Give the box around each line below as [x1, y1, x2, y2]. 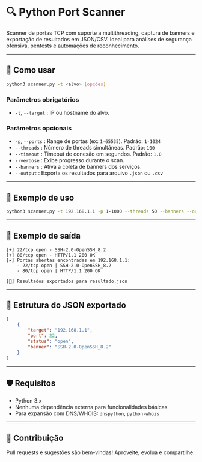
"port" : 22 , [28, 333, 58, 339]
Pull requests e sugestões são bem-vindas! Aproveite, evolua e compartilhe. [6, 449, 195, 456]
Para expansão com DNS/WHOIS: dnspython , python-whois [14, 410, 159, 417]
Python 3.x [14, 397, 42, 404]
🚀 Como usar [6, 65, 55, 76]
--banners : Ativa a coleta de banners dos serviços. [14, 163, 142, 171]
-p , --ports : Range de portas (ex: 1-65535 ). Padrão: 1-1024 [14, 138, 161, 145]
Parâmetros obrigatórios [6, 95, 79, 103]
